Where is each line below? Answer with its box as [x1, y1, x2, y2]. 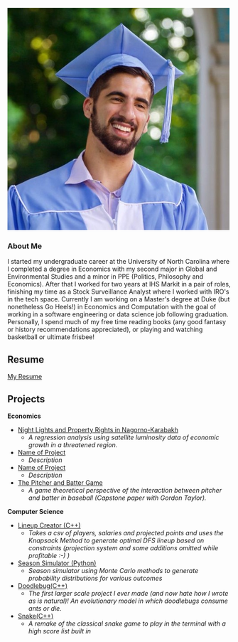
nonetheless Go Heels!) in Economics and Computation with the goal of [7, 303, 217, 311]
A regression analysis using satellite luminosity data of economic [28, 433, 220, 442]
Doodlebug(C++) [17, 581, 68, 590]
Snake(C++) [17, 611, 54, 620]
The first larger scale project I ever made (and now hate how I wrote [28, 589, 229, 597]
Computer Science [7, 507, 64, 515]
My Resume [7, 373, 43, 381]
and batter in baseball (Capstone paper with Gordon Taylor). [28, 493, 207, 502]
